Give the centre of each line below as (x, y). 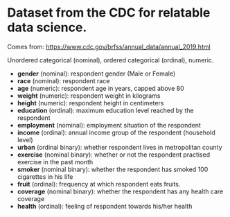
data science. (47, 27)
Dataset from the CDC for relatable (109, 13)
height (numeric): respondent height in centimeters (90, 103)
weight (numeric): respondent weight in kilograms (89, 96)
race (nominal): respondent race (63, 80)
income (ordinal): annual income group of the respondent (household (116, 132)
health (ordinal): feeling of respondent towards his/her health (105, 206)
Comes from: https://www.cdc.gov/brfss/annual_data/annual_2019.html (109, 46)
